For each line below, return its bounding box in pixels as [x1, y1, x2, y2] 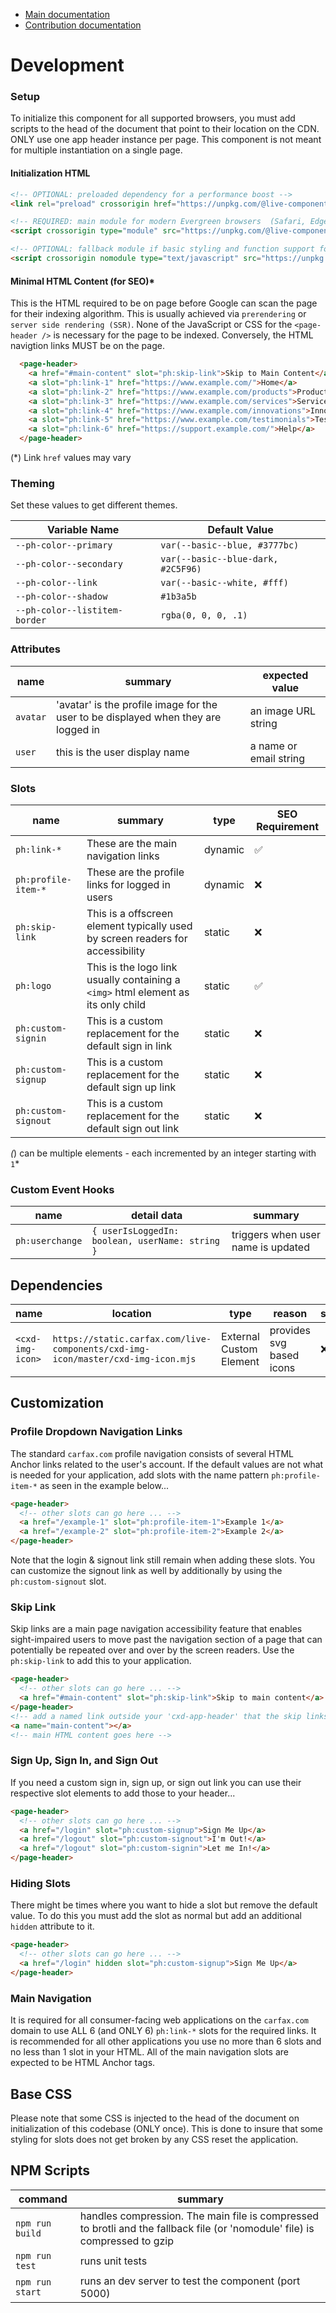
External [221, 1330, 260, 1344]
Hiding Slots [10, 1876, 72, 1890]
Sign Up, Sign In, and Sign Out [10, 1754, 159, 1768]
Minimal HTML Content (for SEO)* [10, 275, 155, 287]
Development [10, 54, 125, 77]
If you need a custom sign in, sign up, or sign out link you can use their [10, 1776, 302, 1788]
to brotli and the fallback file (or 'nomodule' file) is [79, 2221, 315, 2235]
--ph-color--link [15, 577, 98, 589]
